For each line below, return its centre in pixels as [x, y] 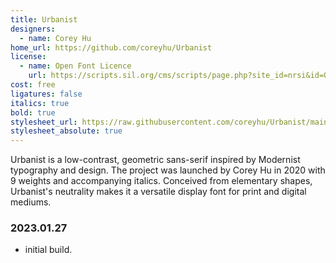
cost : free [33, 85]
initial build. [48, 250]
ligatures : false [46, 94]
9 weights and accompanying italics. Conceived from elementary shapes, [161, 181]
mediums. [31, 202]
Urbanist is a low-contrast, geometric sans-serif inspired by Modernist [155, 160]
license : [28, 57]
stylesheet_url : [44, 122]
